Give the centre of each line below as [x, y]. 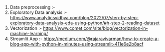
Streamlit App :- [26, 39]
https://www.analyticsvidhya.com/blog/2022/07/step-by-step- [74, 18]
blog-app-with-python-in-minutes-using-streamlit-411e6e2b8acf [77, 44]
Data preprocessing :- [32, 7]
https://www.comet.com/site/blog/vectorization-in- [95, 28]
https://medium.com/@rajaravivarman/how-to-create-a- [101, 39]
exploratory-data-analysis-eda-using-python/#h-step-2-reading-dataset [85, 23]
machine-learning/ [29, 33]
